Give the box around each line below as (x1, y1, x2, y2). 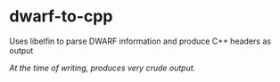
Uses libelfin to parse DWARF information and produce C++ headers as (9, 36, 272, 46)
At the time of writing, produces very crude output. (9, 62, 196, 73)
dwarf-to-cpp (9, 6, 113, 27)
